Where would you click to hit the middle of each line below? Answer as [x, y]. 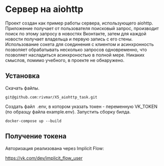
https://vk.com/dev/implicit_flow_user [44, 158]
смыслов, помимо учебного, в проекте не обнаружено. [65, 60]
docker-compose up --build [33, 121]
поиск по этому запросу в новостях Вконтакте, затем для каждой [76, 33]
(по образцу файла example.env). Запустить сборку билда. [68, 111]
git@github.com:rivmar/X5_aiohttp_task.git [51, 97]
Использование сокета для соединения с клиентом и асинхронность [79, 44]
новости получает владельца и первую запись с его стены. [69, 39]
